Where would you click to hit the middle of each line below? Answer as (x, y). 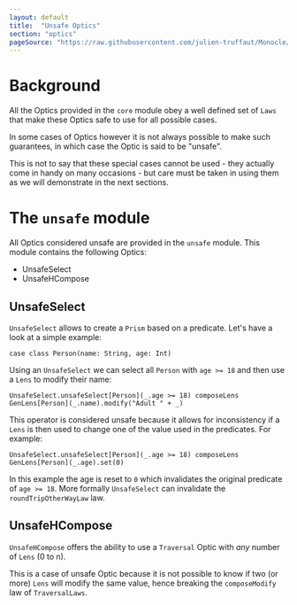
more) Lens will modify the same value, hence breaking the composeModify (143, 583)
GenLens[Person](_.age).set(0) (67, 462)
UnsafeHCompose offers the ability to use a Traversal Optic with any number (145, 547)
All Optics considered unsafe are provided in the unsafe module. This (135, 243)
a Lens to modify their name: (61, 379)
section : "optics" (43, 34)
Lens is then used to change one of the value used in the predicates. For (140, 429)
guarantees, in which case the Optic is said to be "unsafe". (116, 146)
